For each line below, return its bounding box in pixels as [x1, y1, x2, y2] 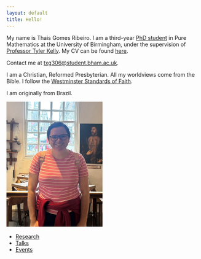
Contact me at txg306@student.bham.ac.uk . [6, 59, 119, 66]
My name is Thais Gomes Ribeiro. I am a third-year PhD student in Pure [6, 34, 187, 41]
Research [15, 233, 40, 241]
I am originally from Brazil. [6, 89, 73, 96]
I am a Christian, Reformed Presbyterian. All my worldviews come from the [6, 71, 195, 78]
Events [15, 246, 33, 253]
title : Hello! [6, 16, 43, 23]
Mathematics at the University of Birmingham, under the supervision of [6, 41, 186, 48]
